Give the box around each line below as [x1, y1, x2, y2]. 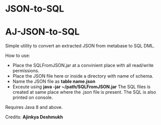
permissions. [12, 68, 39, 74]
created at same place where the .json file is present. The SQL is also [12, 89, 156, 95]
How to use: [5, 52, 30, 58]
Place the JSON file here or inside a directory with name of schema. [12, 73, 153, 79]
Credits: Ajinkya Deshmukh [5, 114, 63, 120]
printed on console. [12, 94, 53, 101]
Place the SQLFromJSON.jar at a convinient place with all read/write [12, 62, 154, 69]
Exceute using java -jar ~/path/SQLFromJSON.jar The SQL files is [12, 84, 151, 90]
